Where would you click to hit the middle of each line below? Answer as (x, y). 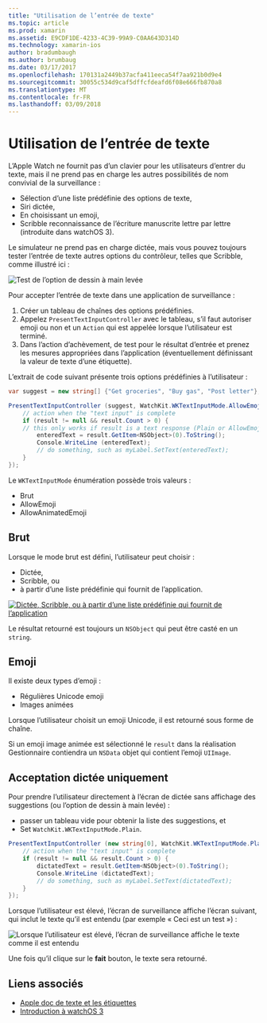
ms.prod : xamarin (37, 30)
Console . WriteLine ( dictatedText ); (96, 873)
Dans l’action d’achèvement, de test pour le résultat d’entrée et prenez (135, 345)
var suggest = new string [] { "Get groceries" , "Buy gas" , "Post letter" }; (135, 392)
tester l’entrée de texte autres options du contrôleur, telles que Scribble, (126, 256)
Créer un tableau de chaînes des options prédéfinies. (107, 310)
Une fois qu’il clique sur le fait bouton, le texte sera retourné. (108, 959)
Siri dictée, (37, 207)
